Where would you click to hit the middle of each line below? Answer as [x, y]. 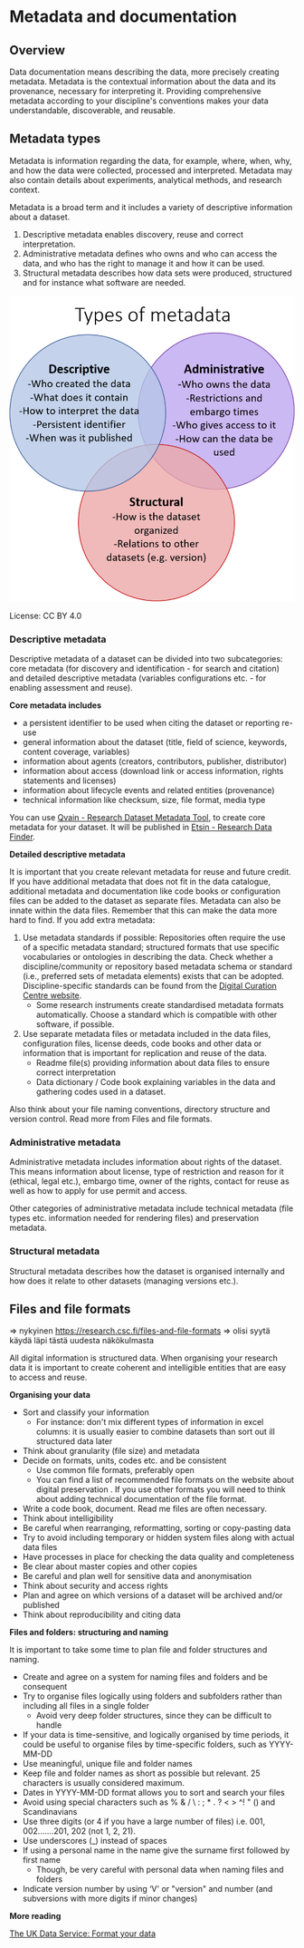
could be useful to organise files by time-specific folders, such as [144, 1744]
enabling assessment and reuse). [71, 688]
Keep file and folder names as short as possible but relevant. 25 [141, 1773]
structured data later [74, 1441]
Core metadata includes [56, 705]
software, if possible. [75, 1024]
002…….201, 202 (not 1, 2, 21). [79, 1831]
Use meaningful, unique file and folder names [107, 1764]
